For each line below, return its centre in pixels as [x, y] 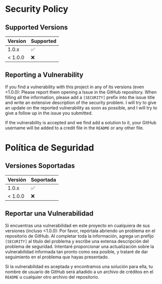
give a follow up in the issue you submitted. [49, 113]
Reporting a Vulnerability [44, 75]
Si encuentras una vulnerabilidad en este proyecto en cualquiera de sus [78, 225]
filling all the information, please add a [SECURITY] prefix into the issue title [80, 97]
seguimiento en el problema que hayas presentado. [57, 257]
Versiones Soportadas [40, 166]
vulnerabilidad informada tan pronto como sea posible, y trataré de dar [77, 251]
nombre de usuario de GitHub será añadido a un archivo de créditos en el [79, 272]
